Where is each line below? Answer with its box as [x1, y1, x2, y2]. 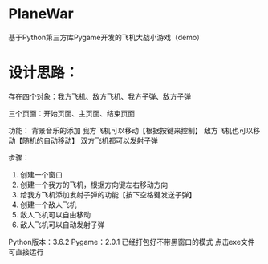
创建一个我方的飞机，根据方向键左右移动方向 [19, 180, 169, 189]
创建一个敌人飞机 [19, 200, 77, 209]
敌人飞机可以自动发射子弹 [19, 220, 105, 229]
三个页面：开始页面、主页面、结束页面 [8, 108, 135, 118]
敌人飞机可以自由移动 [19, 209, 91, 219]
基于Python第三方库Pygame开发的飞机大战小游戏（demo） [8, 32, 205, 42]
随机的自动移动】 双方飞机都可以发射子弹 [22, 136, 158, 145]
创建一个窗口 [19, 169, 63, 179]
